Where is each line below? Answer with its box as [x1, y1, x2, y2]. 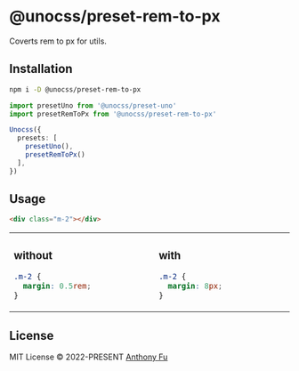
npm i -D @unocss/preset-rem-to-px [9, 85, 141, 94]
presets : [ [17, 133, 58, 143]
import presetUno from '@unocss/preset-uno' [9, 101, 177, 110]
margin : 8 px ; [167, 281, 223, 291]
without [13, 248, 53, 262]
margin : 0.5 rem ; [22, 281, 92, 291]
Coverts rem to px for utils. [9, 36, 107, 46]
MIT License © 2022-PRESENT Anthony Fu [9, 351, 168, 362]
